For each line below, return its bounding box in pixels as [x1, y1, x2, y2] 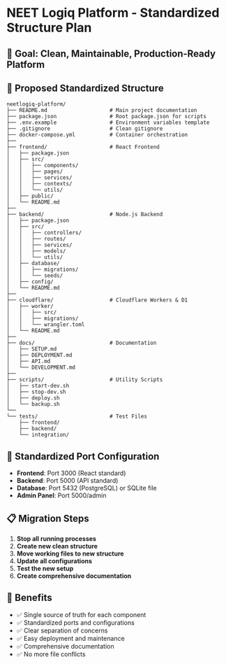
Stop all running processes [16, 535, 97, 543]
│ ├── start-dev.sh [6, 383, 70, 390]
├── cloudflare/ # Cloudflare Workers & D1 [6, 297, 188, 304]
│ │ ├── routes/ [6, 236, 67, 243]
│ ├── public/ [6, 192, 54, 200]
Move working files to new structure [16, 549, 124, 558]
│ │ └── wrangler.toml [6, 321, 85, 328]
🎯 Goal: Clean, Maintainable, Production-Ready [6, 48, 216, 59]
